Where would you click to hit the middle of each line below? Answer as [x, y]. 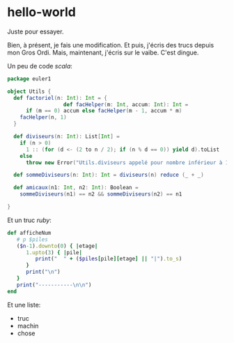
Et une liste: [24, 305]
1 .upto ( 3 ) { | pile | [54, 252]
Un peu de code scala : [40, 66]
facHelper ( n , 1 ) [44, 117]
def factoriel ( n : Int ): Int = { [61, 98]
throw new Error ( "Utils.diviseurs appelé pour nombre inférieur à [124, 162]
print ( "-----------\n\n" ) [54, 285]
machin [28, 326]
